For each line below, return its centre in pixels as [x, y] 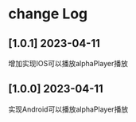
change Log [48, 14]
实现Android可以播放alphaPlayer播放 [68, 109]
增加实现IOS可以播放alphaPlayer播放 [68, 63]
